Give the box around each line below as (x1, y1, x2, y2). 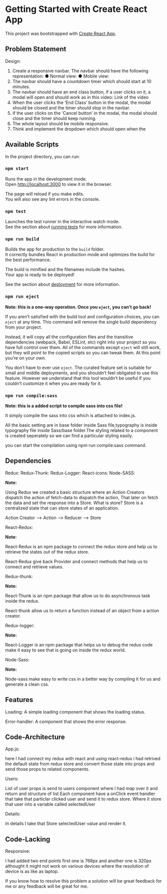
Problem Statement (5, 45, 67, 53)
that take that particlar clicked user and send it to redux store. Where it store (5, 796, 162, 802)
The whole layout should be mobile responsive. (12, 120, 109, 126)
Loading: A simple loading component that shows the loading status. (5, 709, 146, 715)
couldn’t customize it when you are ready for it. (5, 380, 102, 386)
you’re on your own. (5, 355, 46, 361)
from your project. (5, 324, 42, 330)
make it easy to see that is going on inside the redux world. (5, 647, 126, 653)
